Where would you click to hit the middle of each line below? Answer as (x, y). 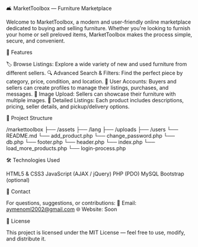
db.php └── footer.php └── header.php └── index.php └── (81, 142)
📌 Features (19, 52)
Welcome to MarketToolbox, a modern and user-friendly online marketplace (99, 22)
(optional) (18, 180)
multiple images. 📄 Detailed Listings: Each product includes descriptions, (95, 100)
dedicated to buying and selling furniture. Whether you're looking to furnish (98, 28)
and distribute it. (26, 239)
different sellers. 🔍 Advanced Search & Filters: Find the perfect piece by (95, 73)
